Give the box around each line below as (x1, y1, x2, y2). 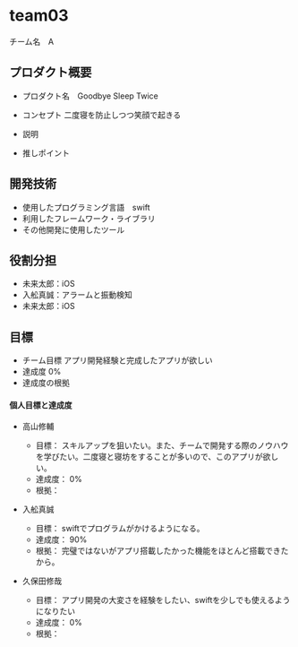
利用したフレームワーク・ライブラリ (21, 212, 157, 224)
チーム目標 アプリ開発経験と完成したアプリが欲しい (21, 355, 213, 366)
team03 (9, 5, 69, 26)
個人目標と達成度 (9, 400, 72, 410)
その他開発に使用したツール (21, 224, 125, 235)
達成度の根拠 (21, 377, 70, 388)
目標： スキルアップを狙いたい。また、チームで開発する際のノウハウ (35, 440, 289, 451)
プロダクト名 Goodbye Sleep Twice (21, 91, 158, 101)
